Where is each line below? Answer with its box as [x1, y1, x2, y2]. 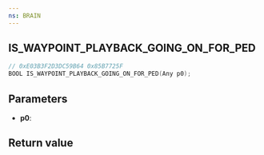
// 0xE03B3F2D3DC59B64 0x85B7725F [8, 62, 124, 70]
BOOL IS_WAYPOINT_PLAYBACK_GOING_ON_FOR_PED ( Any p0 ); [8, 70, 192, 78]
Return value [8, 137, 74, 150]
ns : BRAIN [8, 11, 42, 20]
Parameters [8, 92, 68, 105]
